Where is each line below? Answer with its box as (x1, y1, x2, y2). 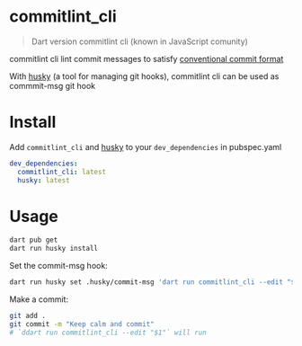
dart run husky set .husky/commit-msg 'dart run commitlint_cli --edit (9, 278, 283, 287)
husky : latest (17, 175, 70, 185)
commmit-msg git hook (9, 80, 96, 91)
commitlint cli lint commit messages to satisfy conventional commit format (9, 53, 284, 64)
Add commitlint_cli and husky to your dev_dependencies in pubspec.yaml (9, 141, 282, 152)
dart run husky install (9, 244, 99, 253)
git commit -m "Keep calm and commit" (9, 319, 155, 329)
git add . (9, 312, 47, 321)
